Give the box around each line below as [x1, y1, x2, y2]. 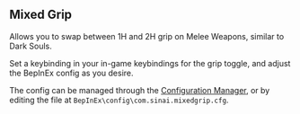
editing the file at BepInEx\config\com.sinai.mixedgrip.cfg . [9, 94, 229, 105]
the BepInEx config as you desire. [9, 67, 134, 78]
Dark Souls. [9, 40, 52, 51]
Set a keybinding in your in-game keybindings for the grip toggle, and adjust [9, 57, 291, 68]
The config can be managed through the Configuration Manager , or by [9, 84, 270, 95]
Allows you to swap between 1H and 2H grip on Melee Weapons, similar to [9, 31, 285, 41]
